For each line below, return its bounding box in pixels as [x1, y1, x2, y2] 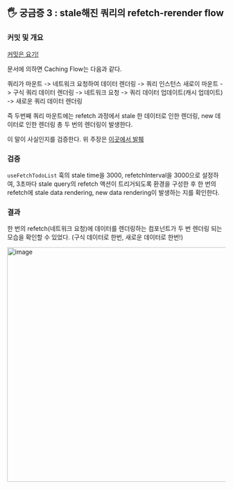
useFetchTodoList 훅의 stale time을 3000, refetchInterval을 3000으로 [7, 171, 201, 179]
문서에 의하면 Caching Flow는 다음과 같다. [7, 65, 123, 73]
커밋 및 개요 [7, 33, 44, 42]
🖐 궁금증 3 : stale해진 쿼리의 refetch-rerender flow [7, 7, 224, 19]
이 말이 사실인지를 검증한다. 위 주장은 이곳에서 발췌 [7, 135, 144, 143]
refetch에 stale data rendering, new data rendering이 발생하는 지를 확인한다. [7, 188, 220, 196]
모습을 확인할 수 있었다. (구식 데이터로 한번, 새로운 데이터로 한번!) [7, 233, 184, 241]
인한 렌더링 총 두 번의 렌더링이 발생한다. [25, 120, 133, 128]
